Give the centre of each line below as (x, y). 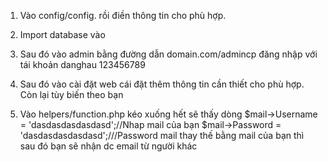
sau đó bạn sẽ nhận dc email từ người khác (108, 146)
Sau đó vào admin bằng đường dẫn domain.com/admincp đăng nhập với (168, 54)
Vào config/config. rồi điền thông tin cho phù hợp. (123, 15)
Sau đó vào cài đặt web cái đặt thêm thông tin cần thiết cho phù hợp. (162, 84)
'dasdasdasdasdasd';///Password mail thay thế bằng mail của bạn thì (162, 135)
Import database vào (62, 34)
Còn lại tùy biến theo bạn (71, 94)
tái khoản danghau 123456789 (82, 64)
